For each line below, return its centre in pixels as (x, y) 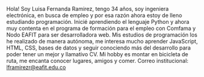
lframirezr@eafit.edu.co (36, 67)
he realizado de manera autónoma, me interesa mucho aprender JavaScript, (102, 41)
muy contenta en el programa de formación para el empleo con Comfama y (101, 28)
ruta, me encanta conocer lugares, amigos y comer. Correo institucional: (97, 61)
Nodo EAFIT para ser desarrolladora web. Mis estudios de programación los (102, 35)
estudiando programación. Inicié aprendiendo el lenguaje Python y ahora (98, 22)
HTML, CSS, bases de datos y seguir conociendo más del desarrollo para (99, 48)
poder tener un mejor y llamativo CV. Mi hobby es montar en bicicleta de (97, 54)
